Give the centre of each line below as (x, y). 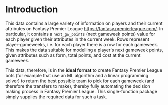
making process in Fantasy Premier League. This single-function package (81, 91)
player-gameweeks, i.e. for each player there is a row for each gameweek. (82, 44)
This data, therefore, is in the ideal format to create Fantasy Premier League (84, 70)
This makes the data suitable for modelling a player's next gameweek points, (85, 50)
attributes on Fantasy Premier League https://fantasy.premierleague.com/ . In (84, 28)
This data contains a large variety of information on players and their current (84, 23)
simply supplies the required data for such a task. (56, 97)
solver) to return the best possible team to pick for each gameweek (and (80, 81)
